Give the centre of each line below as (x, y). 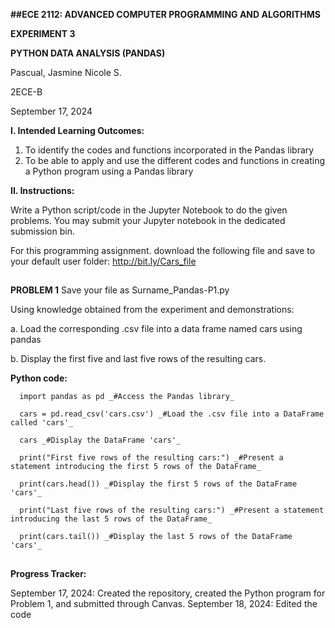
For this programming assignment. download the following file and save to (163, 250)
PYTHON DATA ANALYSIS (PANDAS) (88, 53)
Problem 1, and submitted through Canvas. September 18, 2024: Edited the (164, 603)
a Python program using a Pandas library (109, 171)
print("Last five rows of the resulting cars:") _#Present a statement (172, 510)
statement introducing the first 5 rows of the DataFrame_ (136, 467)
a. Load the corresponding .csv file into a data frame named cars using (156, 329)
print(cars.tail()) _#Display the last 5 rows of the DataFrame (156, 537)
